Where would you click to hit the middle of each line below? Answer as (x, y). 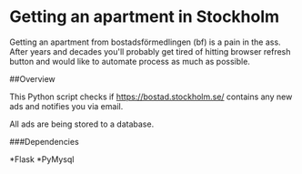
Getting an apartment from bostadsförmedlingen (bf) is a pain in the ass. (145, 42)
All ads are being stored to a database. (82, 124)
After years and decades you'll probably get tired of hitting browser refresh (150, 51)
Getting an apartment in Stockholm (145, 17)
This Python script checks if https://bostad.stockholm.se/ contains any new (151, 97)
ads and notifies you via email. (66, 106)
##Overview (33, 78)
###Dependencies (44, 141)
